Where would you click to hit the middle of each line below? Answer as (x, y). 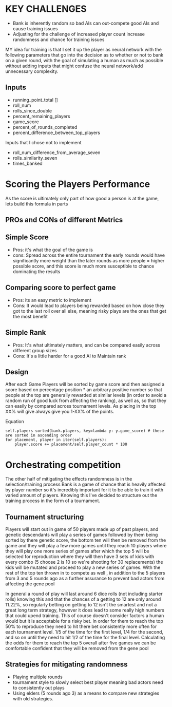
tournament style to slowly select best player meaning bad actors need (88, 682)
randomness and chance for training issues (59, 40)
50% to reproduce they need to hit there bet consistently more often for (81, 626)
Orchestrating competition (63, 465)
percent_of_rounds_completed (45, 127)
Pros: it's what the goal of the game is (53, 250)
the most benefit (30, 316)
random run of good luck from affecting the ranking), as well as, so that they (86, 400)
